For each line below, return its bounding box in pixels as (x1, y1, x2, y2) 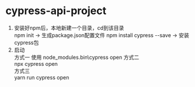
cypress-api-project (5, 4, 107, 18)
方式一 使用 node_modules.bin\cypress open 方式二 (14, 53, 140, 61)
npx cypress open (14, 60, 58, 67)
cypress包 (14, 39, 39, 46)
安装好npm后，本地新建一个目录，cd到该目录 (14, 24, 124, 31)
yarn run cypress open (14, 73, 70, 81)
